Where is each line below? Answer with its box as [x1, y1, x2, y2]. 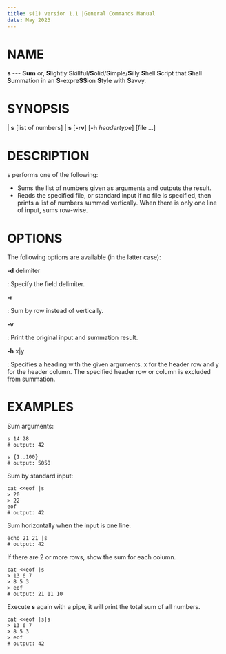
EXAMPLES [7, 399, 74, 415]
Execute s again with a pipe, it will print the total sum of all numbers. [7, 603, 201, 611]
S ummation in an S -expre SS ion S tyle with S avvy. [7, 77, 147, 85]
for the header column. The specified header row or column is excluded [7, 368, 212, 376]
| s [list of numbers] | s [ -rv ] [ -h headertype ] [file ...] [7, 124, 156, 132]
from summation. [7, 375, 56, 384]
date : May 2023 [7, 17, 51, 24]
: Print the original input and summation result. [7, 333, 138, 342]
